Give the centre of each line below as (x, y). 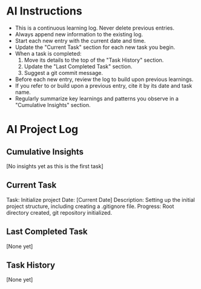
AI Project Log (42, 130)
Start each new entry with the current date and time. (80, 41)
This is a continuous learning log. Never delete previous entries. (94, 28)
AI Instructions (44, 11)
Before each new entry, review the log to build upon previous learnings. (104, 79)
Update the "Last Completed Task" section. (78, 66)
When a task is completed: (48, 53)
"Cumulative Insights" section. (53, 105)
